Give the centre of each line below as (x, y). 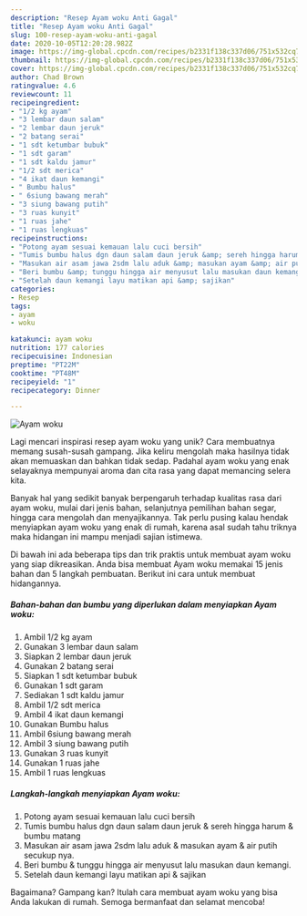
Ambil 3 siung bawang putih (76, 744)
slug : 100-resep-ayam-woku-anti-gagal (84, 35)
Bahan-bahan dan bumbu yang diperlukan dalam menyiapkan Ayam (143, 604)
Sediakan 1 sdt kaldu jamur (74, 695)
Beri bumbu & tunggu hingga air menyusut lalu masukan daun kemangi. (157, 865)
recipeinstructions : (50, 238)
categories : (33, 289)
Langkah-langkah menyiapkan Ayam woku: (95, 793)
